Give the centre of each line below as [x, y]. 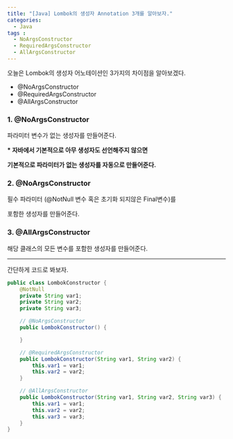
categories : [24, 20]
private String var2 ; [51, 302]
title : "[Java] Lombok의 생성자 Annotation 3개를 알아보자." [90, 14]
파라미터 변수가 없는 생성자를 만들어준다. [62, 135]
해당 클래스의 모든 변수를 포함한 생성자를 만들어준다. [77, 248]
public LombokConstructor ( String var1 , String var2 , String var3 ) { [121, 397]
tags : [17, 33]
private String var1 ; [51, 295]
